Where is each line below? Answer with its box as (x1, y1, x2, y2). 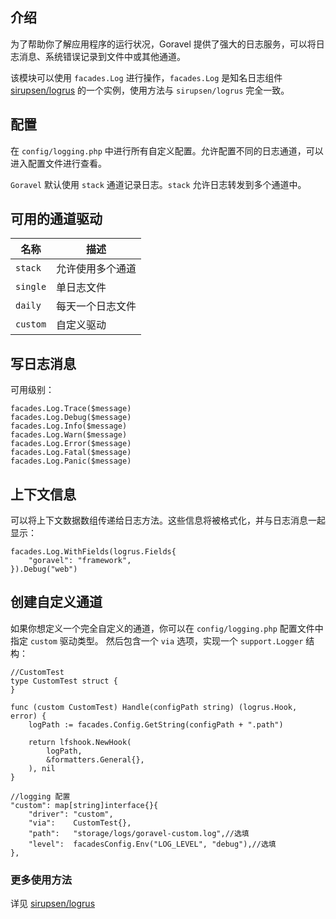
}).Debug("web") (10, 564, 78, 575)
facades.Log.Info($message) (10, 421, 128, 432)
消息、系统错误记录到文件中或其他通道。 (18, 50, 186, 62)
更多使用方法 (10, 873, 73, 887)
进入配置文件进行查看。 (10, 157, 107, 169)
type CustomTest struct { (10, 676, 118, 686)
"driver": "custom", (28, 809, 114, 819)
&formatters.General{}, (46, 754, 145, 765)
